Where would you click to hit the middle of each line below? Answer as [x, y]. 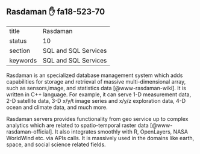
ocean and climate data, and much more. [57, 107]
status [18, 41]
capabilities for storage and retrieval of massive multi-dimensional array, [96, 81]
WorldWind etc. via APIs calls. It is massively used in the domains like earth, [100, 138]
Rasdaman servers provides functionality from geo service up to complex [97, 119]
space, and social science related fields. [56, 144]
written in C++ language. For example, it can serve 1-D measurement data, [99, 94]
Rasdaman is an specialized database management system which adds [95, 75]
